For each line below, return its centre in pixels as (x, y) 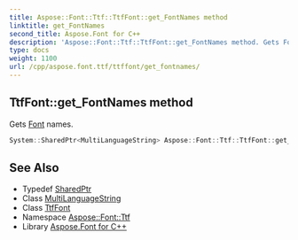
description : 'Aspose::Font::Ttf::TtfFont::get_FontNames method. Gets (144, 42)
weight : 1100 (33, 58)
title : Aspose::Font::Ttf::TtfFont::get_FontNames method (118, 17)
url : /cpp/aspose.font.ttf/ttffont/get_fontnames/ (105, 67)
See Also (34, 168)
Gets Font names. (41, 124)
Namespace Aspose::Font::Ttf (76, 217)
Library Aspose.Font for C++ (74, 227)
